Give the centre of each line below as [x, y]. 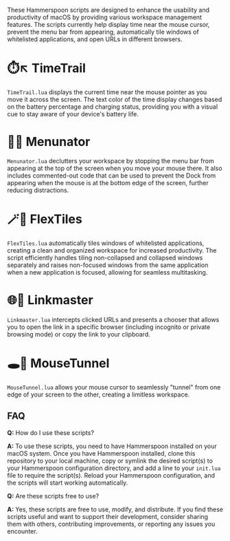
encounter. [22, 531]
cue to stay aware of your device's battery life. [73, 114]
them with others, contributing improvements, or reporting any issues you [111, 524]
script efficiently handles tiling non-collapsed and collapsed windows [105, 257]
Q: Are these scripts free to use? [53, 496]
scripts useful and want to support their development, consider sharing [107, 516]
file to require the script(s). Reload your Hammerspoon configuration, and [111, 475]
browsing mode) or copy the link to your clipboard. [79, 334]
